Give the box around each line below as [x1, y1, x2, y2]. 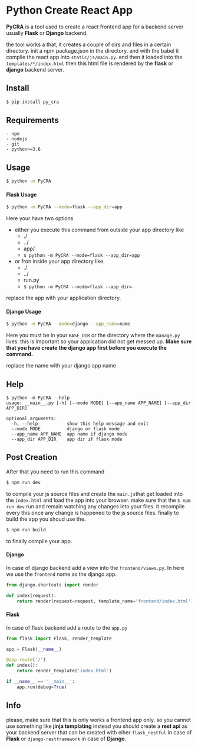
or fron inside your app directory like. [14, 258, 105, 265]
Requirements [6, 115, 59, 125]
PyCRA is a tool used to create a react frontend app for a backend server [6, 23, 184, 30]
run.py [23, 276, 39, 284]
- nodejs [6, 136, 28, 142]
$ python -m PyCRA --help [6, 395, 70, 401]
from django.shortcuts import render [6, 582, 99, 588]
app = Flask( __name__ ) [6, 646, 62, 652]
